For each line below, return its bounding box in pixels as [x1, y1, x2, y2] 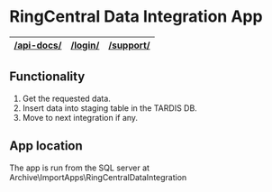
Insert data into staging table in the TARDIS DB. [22, 102, 198, 114]
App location [9, 138, 83, 154]
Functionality [9, 69, 86, 85]
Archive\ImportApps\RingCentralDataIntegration [9, 171, 187, 182]
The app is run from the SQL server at [9, 162, 150, 173]
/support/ [107, 39, 150, 51]
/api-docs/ [14, 39, 62, 51]
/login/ [70, 39, 100, 51]
